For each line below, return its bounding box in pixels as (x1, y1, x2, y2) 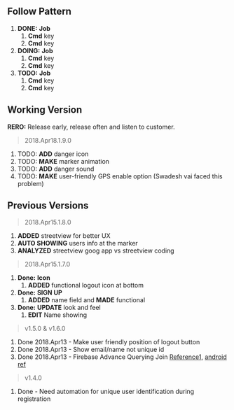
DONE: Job (17, 24, 51, 32)
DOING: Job (17, 46, 54, 55)
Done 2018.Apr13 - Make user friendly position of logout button (17, 338, 200, 346)
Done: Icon (17, 274, 50, 282)
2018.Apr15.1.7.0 (24, 260, 71, 269)
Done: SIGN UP (17, 288, 63, 297)
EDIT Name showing (27, 311, 88, 319)
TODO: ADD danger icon (17, 150, 89, 158)
